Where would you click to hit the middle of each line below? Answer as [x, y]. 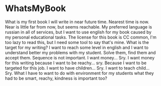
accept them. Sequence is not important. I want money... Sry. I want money [80, 57]
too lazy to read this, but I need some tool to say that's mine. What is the [77, 42]
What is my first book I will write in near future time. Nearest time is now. [77, 22]
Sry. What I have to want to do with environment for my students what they [80, 73]
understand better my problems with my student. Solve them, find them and [80, 52]
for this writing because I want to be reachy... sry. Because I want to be [76, 63]
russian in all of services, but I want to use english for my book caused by [78, 32]
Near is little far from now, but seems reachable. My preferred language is [79, 27]
